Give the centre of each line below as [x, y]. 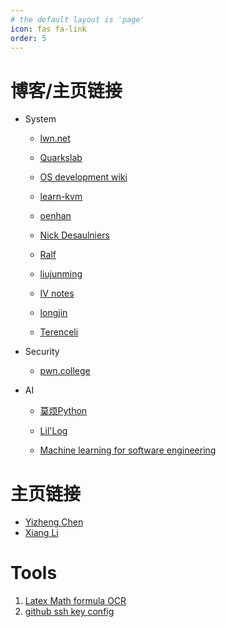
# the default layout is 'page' [77, 19]
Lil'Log [53, 431]
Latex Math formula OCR [75, 601]
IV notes [57, 293]
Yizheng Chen [54, 522]
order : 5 [28, 38]
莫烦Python [63, 411]
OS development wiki [83, 177]
